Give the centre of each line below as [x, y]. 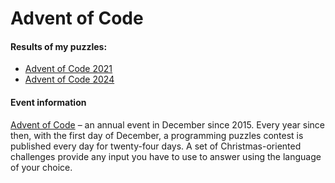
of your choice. [41, 167]
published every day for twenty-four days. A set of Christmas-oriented [156, 146]
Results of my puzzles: [59, 46]
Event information [48, 102]
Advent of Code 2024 [69, 79]
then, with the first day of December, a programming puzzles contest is [157, 135]
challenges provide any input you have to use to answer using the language [166, 156]
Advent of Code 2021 [68, 69]
